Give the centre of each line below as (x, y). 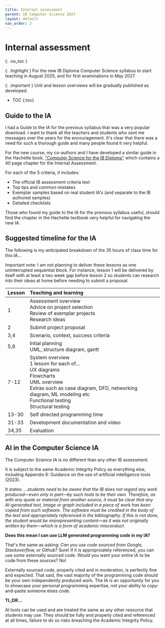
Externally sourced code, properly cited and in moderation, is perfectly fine (81, 570)
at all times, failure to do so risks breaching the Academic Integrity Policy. (79, 620)
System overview (50, 357)
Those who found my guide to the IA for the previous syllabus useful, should (82, 212)
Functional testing (50, 400)
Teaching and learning (56, 293)
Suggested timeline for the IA (51, 238)
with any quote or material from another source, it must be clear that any (79, 499)
